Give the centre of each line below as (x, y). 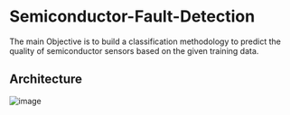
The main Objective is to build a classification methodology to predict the (145, 41)
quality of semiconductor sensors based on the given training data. (134, 50)
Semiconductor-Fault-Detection (132, 17)
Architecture (46, 80)
